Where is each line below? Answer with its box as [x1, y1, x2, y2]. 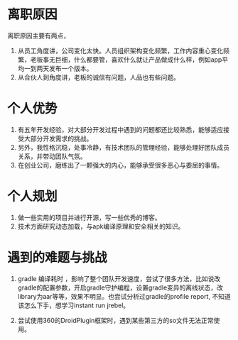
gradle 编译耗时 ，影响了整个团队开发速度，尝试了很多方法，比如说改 [17, 274, 221, 283]
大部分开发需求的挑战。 [23, 134, 93, 143]
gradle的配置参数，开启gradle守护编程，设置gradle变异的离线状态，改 [17, 283, 224, 292]
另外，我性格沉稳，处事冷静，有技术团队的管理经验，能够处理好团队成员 [17, 143, 229, 151]
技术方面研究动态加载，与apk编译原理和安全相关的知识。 [17, 221, 185, 231]
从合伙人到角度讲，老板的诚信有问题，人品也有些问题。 [17, 72, 180, 82]
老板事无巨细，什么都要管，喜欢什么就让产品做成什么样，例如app [30, 55, 222, 64]
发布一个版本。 [48, 64, 93, 72]
